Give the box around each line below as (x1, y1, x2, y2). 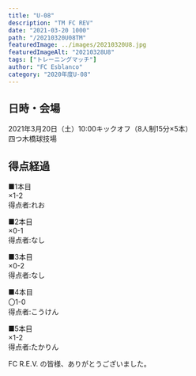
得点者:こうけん (8, 307, 59, 317)
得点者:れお (8, 200, 46, 210)
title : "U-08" (8, 11, 55, 20)
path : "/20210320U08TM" (8, 33, 87, 42)
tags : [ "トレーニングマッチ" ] (8, 56, 97, 64)
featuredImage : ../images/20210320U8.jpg (8, 41, 147, 49)
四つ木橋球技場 (8, 134, 57, 143)
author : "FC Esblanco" (8, 63, 83, 71)
